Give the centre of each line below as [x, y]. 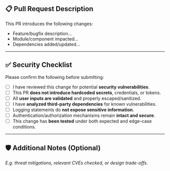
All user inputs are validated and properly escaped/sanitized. [77, 98]
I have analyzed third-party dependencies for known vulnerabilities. [84, 104]
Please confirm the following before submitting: [55, 77]
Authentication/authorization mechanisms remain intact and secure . [84, 115]
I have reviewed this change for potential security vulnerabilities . [81, 87]
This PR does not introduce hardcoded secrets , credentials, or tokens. [87, 93]
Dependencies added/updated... [46, 44]
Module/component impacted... [45, 39]
